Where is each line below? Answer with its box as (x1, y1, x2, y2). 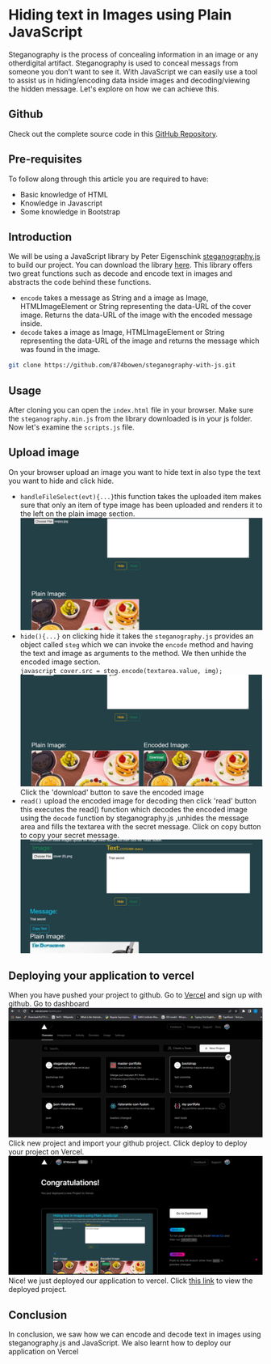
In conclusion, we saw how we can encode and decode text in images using (8, 1329, 261, 1339)
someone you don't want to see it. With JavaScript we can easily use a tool (8, 66, 258, 76)
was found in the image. (19, 345, 101, 354)
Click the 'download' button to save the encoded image (19, 787, 204, 798)
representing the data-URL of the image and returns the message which (19, 336, 260, 345)
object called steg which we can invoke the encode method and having (19, 640, 254, 650)
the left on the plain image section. (19, 508, 135, 519)
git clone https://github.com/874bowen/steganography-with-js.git (8, 362, 236, 370)
